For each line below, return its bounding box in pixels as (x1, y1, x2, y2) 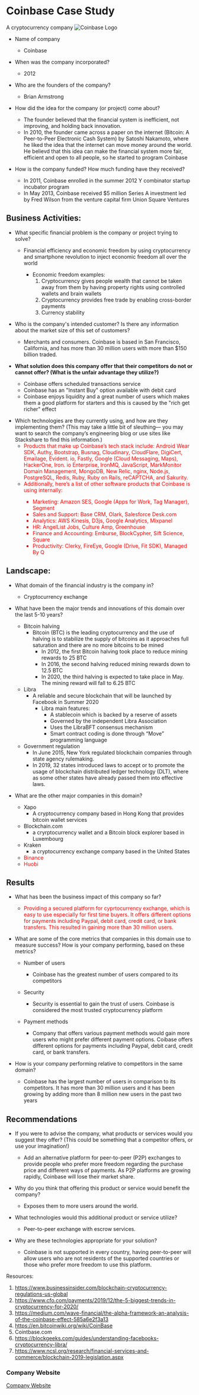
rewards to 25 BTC (41, 654, 87, 661)
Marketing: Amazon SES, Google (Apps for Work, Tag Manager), (32, 498, 190, 505)
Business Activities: (6, 213, 82, 224)
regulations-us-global (14, 1290, 68, 1297)
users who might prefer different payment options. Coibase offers (32, 1036, 193, 1043)
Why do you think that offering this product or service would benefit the (14, 1185, 190, 1192)
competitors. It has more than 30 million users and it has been (23, 1084, 175, 1092)
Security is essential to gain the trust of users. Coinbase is (32, 1000, 175, 1007)
